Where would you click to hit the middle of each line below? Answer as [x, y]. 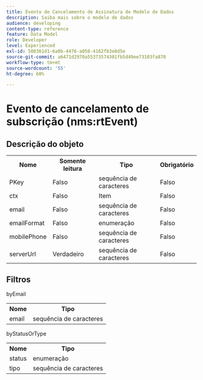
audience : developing [34, 23]
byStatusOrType [26, 334]
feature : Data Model [32, 34]
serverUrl [23, 254]
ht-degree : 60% [25, 74]
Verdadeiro [68, 254]
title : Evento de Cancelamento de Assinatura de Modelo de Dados [90, 12]
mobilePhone [28, 237]
